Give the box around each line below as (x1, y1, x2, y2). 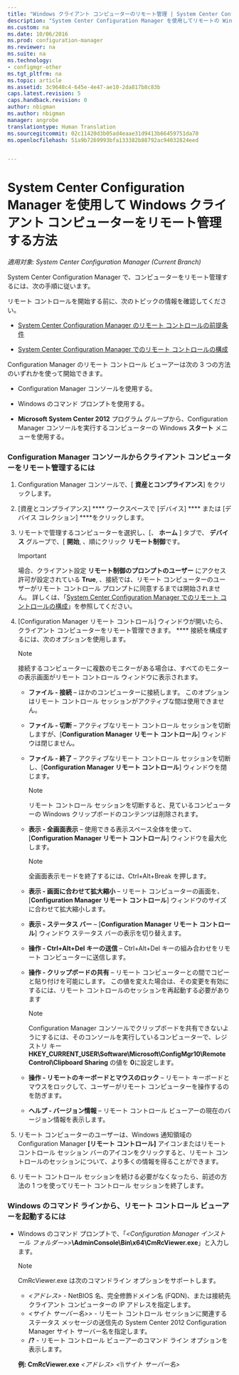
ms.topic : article (7, 76, 62, 84)
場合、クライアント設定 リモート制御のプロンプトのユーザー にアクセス (17, 567, 226, 575)
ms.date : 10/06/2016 (7, 30, 69, 38)
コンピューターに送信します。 (42, 953, 130, 962)
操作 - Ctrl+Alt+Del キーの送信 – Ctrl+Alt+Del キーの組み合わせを (28, 944, 218, 953)
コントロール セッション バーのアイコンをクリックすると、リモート (17, 1148, 215, 1157)
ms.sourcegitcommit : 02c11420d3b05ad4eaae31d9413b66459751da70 (7, 130, 199, 137)
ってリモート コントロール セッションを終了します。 (55, 1182, 208, 1190)
